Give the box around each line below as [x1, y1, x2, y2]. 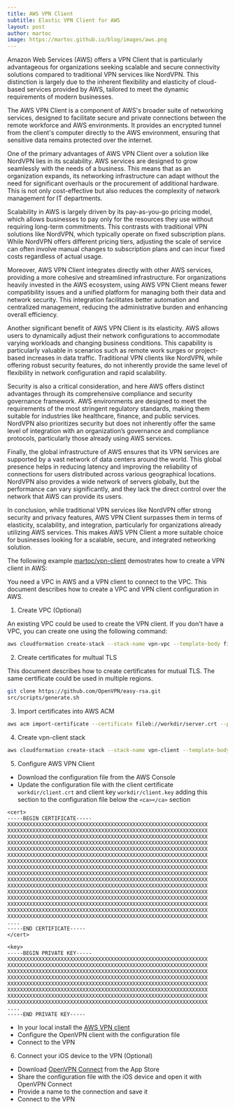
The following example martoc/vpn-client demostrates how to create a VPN [7, 557, 225, 565]
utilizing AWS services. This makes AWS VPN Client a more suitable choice [7, 528, 224, 537]
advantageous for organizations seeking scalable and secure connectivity [7, 63, 220, 71]
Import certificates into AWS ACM [17, 707, 115, 715]
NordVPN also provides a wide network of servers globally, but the [7, 477, 200, 486]
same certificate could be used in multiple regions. [7, 674, 153, 682]
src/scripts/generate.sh [7, 694, 80, 701]
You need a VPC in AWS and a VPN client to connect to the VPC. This [7, 578, 208, 586]
